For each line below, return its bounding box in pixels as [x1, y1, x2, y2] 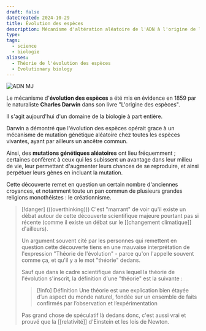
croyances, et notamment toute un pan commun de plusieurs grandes [6, 187, 183, 195]
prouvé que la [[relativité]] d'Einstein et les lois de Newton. [21, 318, 170, 325]
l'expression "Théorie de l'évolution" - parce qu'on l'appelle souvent [21, 250, 194, 258]
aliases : [6, 54, 29, 61]
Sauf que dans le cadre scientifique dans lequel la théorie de [21, 269, 175, 276]
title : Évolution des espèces [6, 20, 84, 26]
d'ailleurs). [21, 225, 48, 232]
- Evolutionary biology [12, 65, 72, 72]
